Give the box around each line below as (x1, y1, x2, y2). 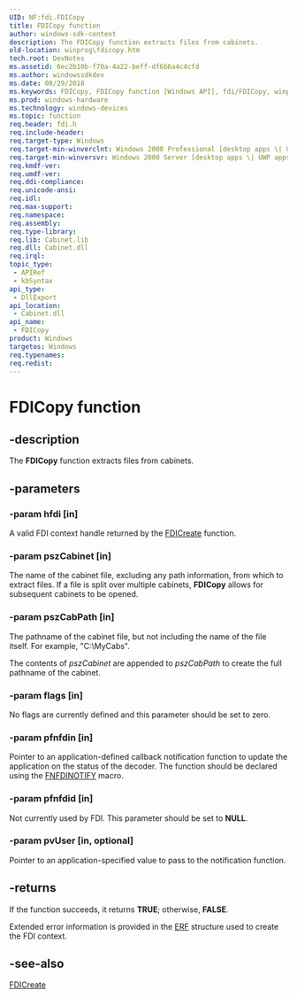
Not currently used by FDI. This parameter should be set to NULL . (9, 812, 248, 824)
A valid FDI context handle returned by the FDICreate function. (9, 528, 237, 538)
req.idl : (9, 194, 42, 204)
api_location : (9, 301, 62, 310)
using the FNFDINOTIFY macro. (9, 770, 124, 781)
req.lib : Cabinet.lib (9, 236, 89, 244)
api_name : (9, 318, 46, 327)
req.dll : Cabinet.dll (9, 244, 89, 252)
